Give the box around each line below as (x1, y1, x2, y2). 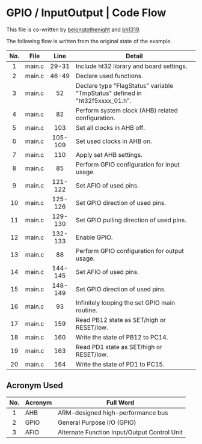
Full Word (106, 398, 135, 407)
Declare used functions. (76, 71, 143, 80)
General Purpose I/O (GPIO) (58, 418, 136, 427)
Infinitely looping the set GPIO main (76, 298, 176, 306)
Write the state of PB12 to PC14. (76, 333, 168, 341)
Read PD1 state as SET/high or (76, 342, 162, 351)
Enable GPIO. (76, 233, 113, 242)
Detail (126, 52, 143, 60)
